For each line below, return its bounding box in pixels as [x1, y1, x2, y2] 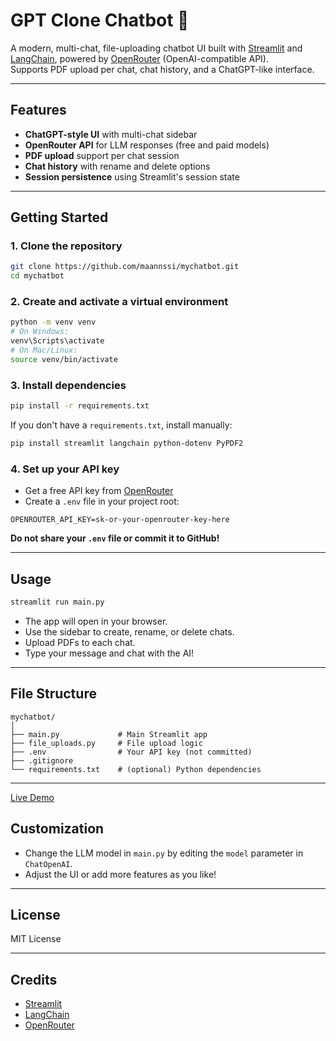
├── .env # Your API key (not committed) [10, 747, 253, 757]
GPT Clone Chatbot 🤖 [10, 9, 190, 32]
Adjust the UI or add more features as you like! [24, 868, 217, 880]
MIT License [10, 933, 62, 945]
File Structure [10, 685, 97, 703]
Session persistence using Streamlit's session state [24, 170, 240, 183]
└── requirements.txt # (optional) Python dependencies [10, 764, 262, 774]
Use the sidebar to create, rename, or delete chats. [24, 625, 235, 638]
